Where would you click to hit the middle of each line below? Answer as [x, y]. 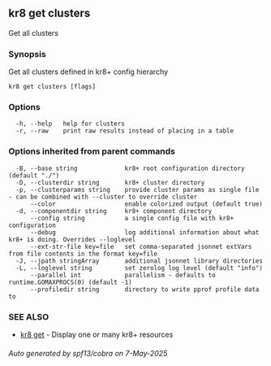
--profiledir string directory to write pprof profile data [144, 289]
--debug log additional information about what [144, 232]
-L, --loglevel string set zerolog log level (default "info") [140, 268]
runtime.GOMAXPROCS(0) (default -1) [70, 282]
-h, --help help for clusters [71, 124]
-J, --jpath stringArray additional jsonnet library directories [140, 261]
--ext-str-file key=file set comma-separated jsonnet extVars [141, 246]
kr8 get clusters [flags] [52, 87]
